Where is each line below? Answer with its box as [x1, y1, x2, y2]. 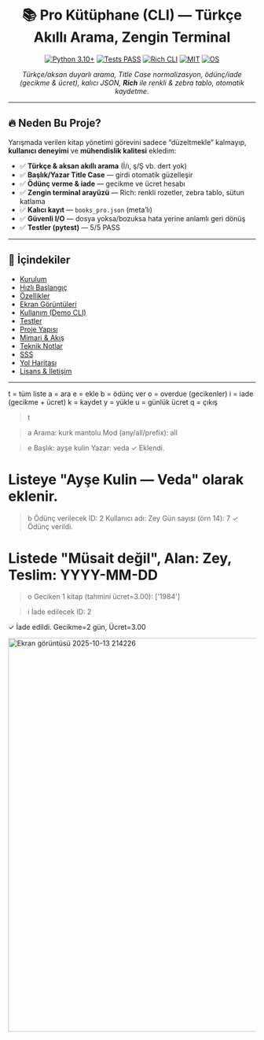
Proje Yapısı [19, 324, 58, 334]
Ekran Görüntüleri [19, 299, 77, 309]
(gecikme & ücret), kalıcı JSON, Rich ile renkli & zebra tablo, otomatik [19, 78, 245, 87]
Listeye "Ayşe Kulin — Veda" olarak [8, 470, 244, 488]
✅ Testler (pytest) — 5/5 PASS [19, 222, 120, 232]
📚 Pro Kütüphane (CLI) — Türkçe [22, 6, 242, 24]
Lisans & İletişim [19, 366, 72, 376]
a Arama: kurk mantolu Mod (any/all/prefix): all [27, 427, 178, 437]
